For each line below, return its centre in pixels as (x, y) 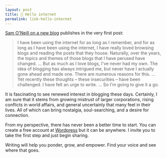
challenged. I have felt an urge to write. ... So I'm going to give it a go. (88, 85)
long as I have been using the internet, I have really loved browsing (85, 48)
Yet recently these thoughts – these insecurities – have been (79, 79)
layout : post (19, 10)
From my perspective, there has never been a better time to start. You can (81, 125)
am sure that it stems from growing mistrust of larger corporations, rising (80, 100)
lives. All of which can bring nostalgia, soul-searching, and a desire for (77, 110)
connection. (17, 115)
